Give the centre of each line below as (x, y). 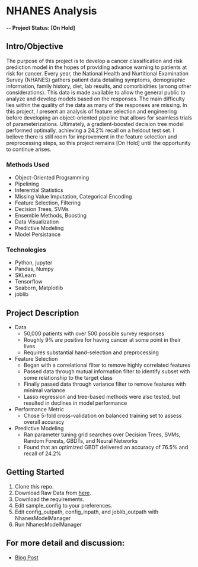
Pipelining (27, 184)
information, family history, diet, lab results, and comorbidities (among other (99, 86)
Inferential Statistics (39, 190)
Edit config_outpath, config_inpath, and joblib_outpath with (87, 512)
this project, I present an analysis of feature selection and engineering (92, 111)
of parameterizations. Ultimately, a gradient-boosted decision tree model (95, 124)
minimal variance (44, 390)
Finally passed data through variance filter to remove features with (105, 384)
